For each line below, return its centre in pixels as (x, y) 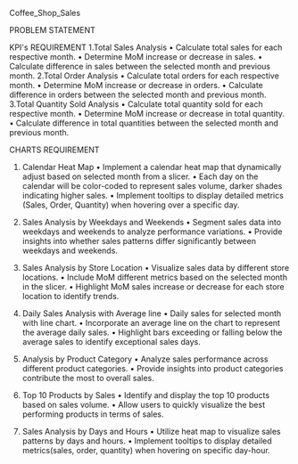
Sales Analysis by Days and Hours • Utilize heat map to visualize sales (151, 431)
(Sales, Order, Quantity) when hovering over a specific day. (131, 205)
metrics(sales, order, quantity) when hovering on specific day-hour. (146, 450)
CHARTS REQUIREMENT (54, 150)
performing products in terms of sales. (93, 414)
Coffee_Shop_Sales (45, 13)
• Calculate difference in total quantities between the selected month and (144, 123)
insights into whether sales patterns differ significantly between (139, 241)
